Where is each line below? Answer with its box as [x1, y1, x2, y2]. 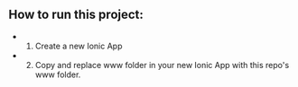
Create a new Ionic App [34, 40, 123, 51]
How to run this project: [8, 7, 144, 22]
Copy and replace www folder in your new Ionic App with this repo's [34, 59, 290, 70]
